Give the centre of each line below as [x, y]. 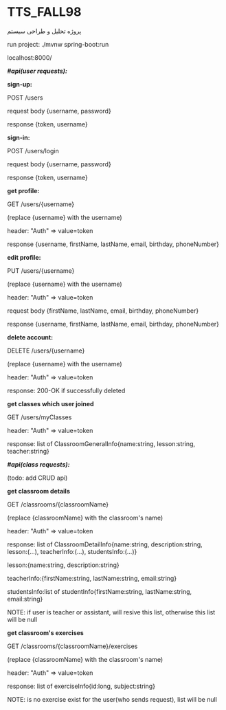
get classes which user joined [50, 403]
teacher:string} [28, 451]
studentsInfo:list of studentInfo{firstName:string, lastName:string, [100, 591]
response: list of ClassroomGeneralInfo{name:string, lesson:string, [101, 443]
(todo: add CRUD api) [37, 478]
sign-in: [19, 137]
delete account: [30, 337]
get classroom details [39, 491]
